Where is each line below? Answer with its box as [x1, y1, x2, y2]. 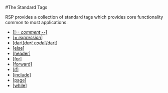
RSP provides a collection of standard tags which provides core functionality [5, 14, 163, 20]
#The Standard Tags [5, 5, 48, 10]
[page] [12, 77, 27, 83]
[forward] [12, 61, 33, 67]
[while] [12, 82, 27, 88]
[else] [12, 45, 25, 51]
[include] [12, 72, 31, 77]
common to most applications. [5, 20, 68, 25]
